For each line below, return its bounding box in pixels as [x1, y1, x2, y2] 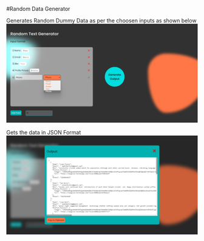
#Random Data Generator [6, 5, 70, 12]
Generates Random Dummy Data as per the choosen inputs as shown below [6, 17, 197, 24]
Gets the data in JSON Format [6, 129, 81, 136]
